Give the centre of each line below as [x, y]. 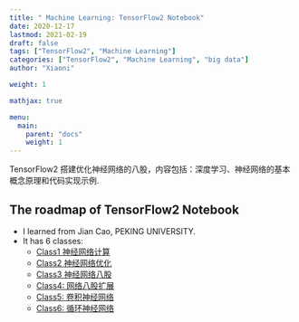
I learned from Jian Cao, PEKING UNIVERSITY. [109, 231]
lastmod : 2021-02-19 [48, 34]
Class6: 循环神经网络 [75, 308]
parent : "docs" [54, 134]
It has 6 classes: [53, 241]
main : [28, 126]
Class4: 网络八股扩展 [75, 285]
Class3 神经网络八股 [74, 274]
